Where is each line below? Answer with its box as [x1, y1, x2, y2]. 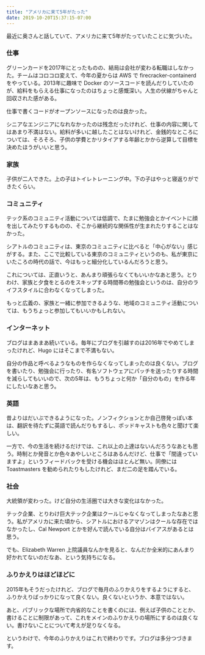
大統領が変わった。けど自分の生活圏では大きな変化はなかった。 [6, 497, 167, 505]
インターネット [6, 324, 51, 332]
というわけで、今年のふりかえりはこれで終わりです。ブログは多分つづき [6, 634, 187, 642]
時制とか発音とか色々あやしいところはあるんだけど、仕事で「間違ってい [16, 450, 198, 457]
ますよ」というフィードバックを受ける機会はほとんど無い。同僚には [6, 458, 178, 465]
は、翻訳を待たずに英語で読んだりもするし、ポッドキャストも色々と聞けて [6, 422, 193, 429]
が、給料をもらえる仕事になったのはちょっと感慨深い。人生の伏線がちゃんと [6, 87, 199, 94]
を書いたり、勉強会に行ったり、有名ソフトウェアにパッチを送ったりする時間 [6, 367, 198, 375]
